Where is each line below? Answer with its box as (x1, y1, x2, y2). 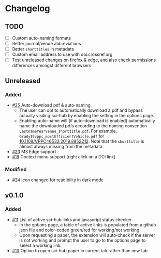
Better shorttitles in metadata (12, 46, 74, 52)
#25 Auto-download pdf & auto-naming (12, 103, 91, 108)
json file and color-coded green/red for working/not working (19, 227, 140, 233)
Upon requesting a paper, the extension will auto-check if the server (19, 232, 156, 238)
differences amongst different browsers (12, 63, 91, 69)
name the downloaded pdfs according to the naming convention (19, 123, 147, 129)
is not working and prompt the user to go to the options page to (19, 237, 146, 243)
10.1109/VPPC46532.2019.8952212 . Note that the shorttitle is (19, 138, 144, 144)
